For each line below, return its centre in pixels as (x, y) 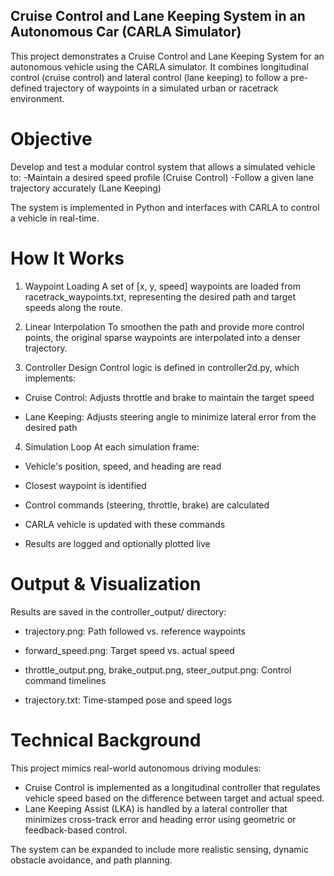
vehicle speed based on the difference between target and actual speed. (174, 798)
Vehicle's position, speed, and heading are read (123, 466)
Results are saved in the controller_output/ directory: (118, 611)
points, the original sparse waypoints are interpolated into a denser (163, 337)
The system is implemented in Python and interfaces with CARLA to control (165, 207)
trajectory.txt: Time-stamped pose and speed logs (128, 700)
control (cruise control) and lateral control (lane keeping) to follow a (149, 77)
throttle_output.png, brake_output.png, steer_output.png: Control (158, 670)
